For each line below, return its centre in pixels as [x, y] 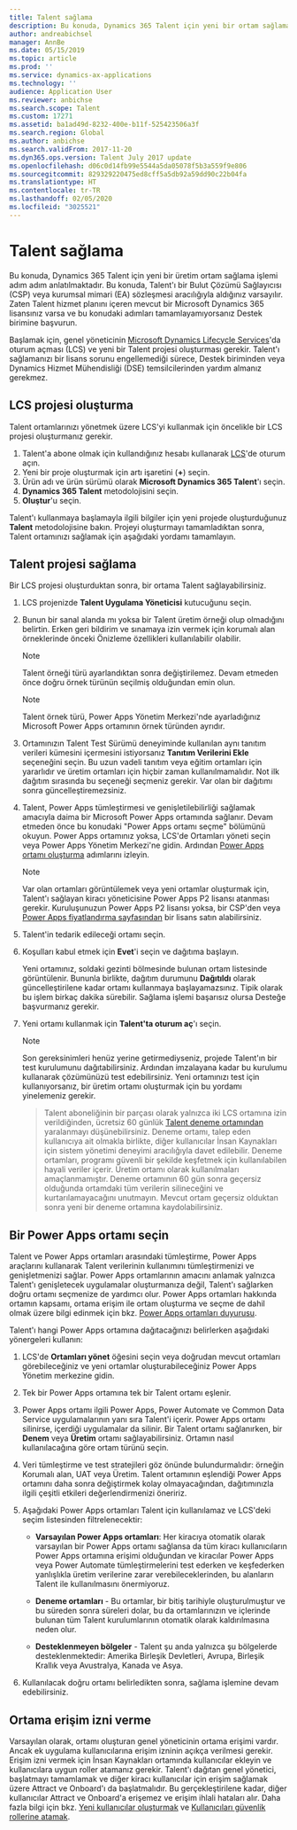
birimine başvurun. [43, 322]
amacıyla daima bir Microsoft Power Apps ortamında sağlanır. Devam [148, 817]
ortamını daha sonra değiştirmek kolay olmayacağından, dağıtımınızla [148, 1484]
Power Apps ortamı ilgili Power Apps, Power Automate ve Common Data [153, 1410]
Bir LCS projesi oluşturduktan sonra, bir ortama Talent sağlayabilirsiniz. [138, 585]
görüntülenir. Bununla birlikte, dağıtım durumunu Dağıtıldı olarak [139, 978]
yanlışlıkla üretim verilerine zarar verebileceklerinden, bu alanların [154, 1575]
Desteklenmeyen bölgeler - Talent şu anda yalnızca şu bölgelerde [156, 1646]
